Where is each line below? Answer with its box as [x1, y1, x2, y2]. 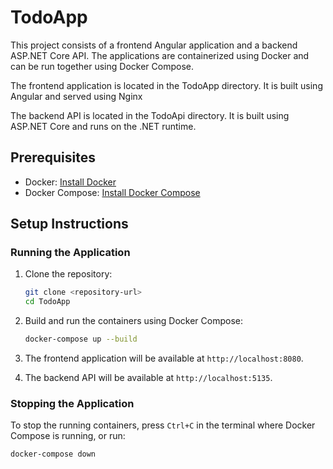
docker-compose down [10, 449, 97, 460]
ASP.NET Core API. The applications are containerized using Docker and [10, 49, 310, 61]
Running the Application [10, 246, 131, 260]
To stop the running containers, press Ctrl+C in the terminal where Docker [10, 419, 316, 431]
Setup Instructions [10, 216, 129, 233]
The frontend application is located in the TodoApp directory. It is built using [10, 79, 323, 91]
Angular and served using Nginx [10, 90, 143, 102]
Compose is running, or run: [10, 430, 126, 442]
